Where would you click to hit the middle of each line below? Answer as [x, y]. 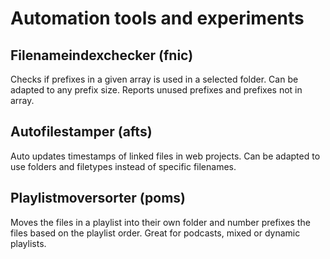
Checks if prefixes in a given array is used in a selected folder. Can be [154, 79]
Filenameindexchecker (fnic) [102, 55]
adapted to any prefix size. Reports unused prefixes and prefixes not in [156, 90]
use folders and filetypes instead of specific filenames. [123, 166]
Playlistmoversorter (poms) [98, 198]
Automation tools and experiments [157, 18]
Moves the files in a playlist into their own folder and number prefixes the [160, 222]
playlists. [28, 243]
